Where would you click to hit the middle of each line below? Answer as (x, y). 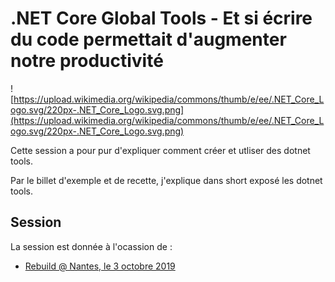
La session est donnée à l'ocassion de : (91, 246)
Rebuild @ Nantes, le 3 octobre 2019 (100, 266)
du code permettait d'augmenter (148, 39)
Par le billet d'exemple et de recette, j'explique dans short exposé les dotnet (166, 180)
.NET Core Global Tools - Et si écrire (161, 18)
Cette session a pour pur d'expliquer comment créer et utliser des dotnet (160, 150)
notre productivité (87, 61)
